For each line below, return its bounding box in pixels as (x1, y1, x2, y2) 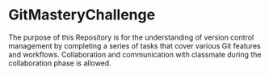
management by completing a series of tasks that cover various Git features (8, 40, 261, 50)
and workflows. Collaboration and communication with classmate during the (8, 49, 262, 59)
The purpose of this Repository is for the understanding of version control (8, 32, 254, 42)
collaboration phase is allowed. (8, 58, 111, 68)
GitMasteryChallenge (8, 6, 156, 24)
